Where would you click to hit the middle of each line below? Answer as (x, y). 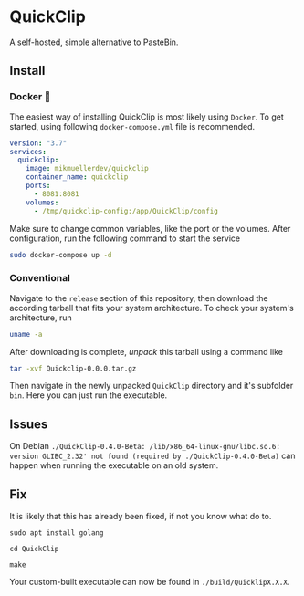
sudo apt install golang (57, 533)
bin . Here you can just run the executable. (89, 395)
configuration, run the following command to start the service (125, 238)
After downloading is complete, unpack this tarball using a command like (147, 351)
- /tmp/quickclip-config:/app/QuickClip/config (126, 211)
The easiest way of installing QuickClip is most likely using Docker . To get (147, 117)
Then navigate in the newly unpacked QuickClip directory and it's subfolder (152, 386)
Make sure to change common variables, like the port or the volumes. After (150, 228)
